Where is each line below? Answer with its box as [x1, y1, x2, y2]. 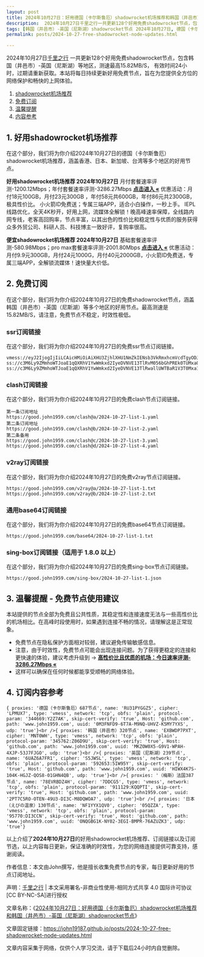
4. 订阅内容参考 [6, 688, 64, 698]
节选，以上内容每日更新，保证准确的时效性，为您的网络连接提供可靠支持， [6, 843, 192, 850]
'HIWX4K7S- [169, 765, 197, 772]
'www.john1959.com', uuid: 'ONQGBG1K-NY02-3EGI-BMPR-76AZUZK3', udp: [6, 818, 186, 824]
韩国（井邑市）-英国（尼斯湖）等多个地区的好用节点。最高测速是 [6, 303, 169, 311]
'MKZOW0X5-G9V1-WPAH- [131, 743, 186, 750]
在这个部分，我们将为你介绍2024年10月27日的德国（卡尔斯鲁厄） [6, 150, 170, 157]
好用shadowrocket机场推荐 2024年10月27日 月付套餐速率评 [6, 178, 158, 185]
